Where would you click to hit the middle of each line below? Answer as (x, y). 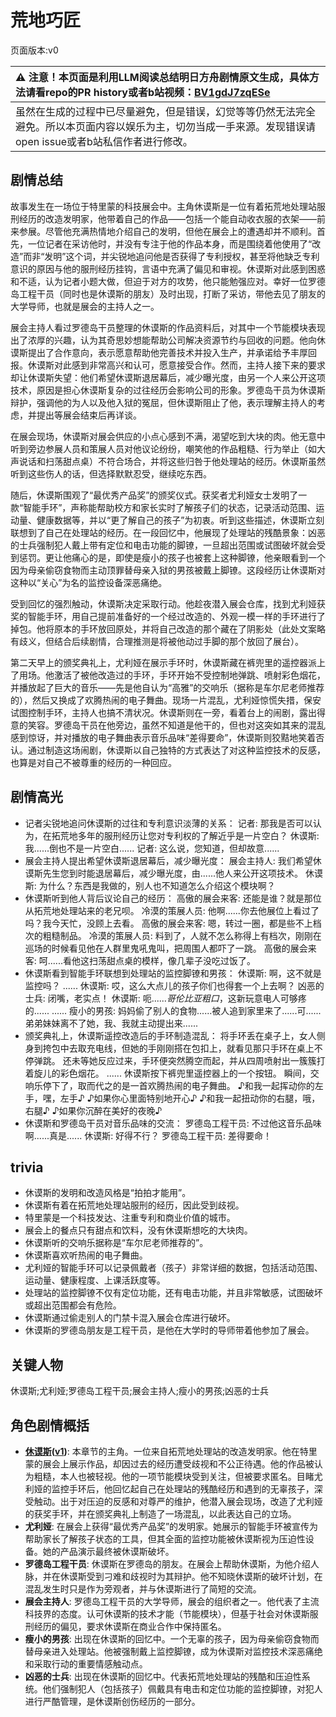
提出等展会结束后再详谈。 (89, 415)
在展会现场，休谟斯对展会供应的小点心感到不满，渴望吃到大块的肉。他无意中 (168, 436)
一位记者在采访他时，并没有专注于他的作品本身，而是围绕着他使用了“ (170, 243)
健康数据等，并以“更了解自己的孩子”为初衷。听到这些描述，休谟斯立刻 (180, 520)
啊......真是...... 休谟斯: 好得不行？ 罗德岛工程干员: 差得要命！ (148, 1135)
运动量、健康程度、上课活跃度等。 (95, 1280)
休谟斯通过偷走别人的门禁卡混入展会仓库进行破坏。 (130, 1318)
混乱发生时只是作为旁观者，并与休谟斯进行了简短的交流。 (143, 1589)
